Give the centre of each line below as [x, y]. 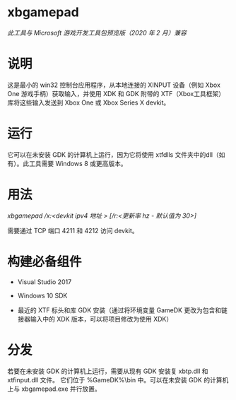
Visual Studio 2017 [45, 282]
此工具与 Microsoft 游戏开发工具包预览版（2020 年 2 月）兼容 [97, 33]
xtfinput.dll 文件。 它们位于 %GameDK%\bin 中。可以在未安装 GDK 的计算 [115, 380]
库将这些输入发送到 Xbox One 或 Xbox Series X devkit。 [89, 102]
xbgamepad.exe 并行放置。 [61, 389]
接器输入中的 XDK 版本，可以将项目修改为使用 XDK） [95, 319]
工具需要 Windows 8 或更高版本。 [78, 163]
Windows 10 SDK [42, 295]
